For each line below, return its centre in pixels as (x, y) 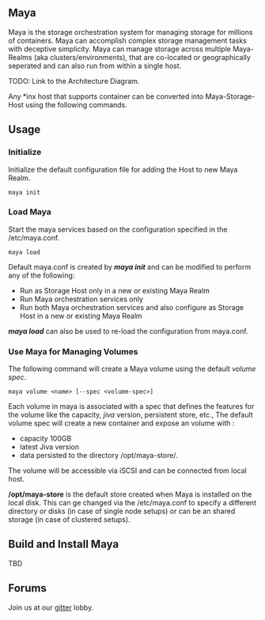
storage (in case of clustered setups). (69, 520)
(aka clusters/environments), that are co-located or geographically (142, 57)
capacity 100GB (45, 439)
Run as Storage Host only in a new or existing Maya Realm (114, 290)
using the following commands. (76, 104)
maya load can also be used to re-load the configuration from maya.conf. (128, 331)
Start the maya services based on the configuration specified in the (118, 229)
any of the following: (42, 275)
